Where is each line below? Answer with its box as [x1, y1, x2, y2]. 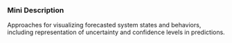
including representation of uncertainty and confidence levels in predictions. [7, 28, 225, 36]
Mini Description [7, 5, 64, 15]
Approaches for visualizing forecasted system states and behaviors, [7, 21, 202, 29]
